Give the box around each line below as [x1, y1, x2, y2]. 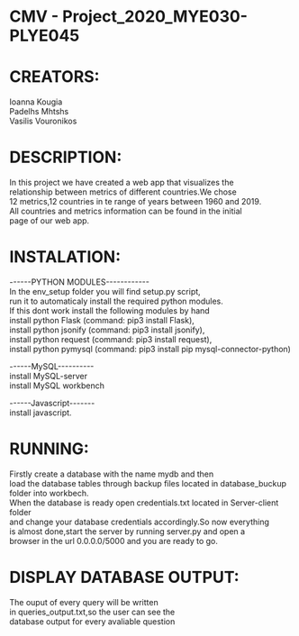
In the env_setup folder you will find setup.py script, [9, 286, 201, 296]
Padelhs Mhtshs [9, 106, 69, 117]
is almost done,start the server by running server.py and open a [9, 525, 246, 537]
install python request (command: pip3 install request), [9, 334, 213, 344]
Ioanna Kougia [9, 96, 63, 107]
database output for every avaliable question [9, 615, 176, 627]
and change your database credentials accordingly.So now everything [9, 516, 270, 527]
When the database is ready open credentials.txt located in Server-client [9, 497, 279, 508]
